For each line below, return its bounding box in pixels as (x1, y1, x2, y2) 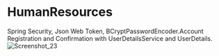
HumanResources (7, 4, 113, 20)
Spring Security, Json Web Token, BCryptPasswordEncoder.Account (7, 27, 204, 35)
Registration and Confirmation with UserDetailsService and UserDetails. (7, 34, 213, 42)
